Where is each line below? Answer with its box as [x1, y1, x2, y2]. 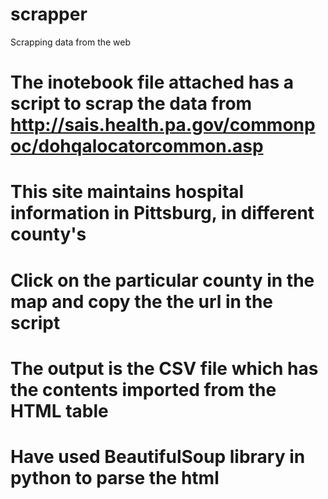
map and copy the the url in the [10, 290, 274, 313]
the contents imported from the [10, 378, 277, 401]
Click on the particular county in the [10, 269, 315, 292]
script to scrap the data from [10, 93, 253, 115]
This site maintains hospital [10, 181, 245, 203]
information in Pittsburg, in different [10, 202, 315, 225]
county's [10, 223, 87, 246]
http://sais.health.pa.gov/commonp [10, 114, 316, 137]
